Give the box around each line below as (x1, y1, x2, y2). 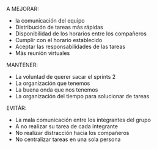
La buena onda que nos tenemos (15, 86, 98, 93)
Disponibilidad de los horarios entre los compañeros (15, 30, 147, 37)
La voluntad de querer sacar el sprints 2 (15, 73, 116, 80)
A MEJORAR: (6, 5, 40, 12)
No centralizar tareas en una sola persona (15, 136, 121, 143)
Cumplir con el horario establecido (15, 37, 103, 43)
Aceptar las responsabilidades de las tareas (15, 43, 126, 50)
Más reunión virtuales (15, 49, 70, 57)
